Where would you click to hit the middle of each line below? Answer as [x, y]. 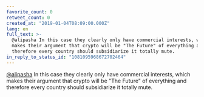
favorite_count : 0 [29, 12]
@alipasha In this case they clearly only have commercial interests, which [98, 74]
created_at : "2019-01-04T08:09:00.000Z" [58, 23]
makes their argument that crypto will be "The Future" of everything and [97, 81]
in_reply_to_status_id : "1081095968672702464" [66, 57]
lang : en [17, 29]
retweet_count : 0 [28, 18]
